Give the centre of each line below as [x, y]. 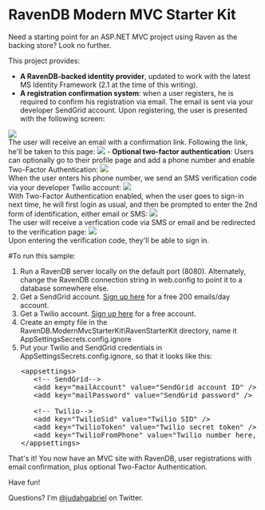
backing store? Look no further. [60, 45]
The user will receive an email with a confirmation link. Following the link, [128, 142]
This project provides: [44, 61]
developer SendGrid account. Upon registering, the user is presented [133, 110]
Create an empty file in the [63, 322]
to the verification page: [47, 231]
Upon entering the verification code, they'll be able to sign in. [109, 240]
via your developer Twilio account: [65, 187]
